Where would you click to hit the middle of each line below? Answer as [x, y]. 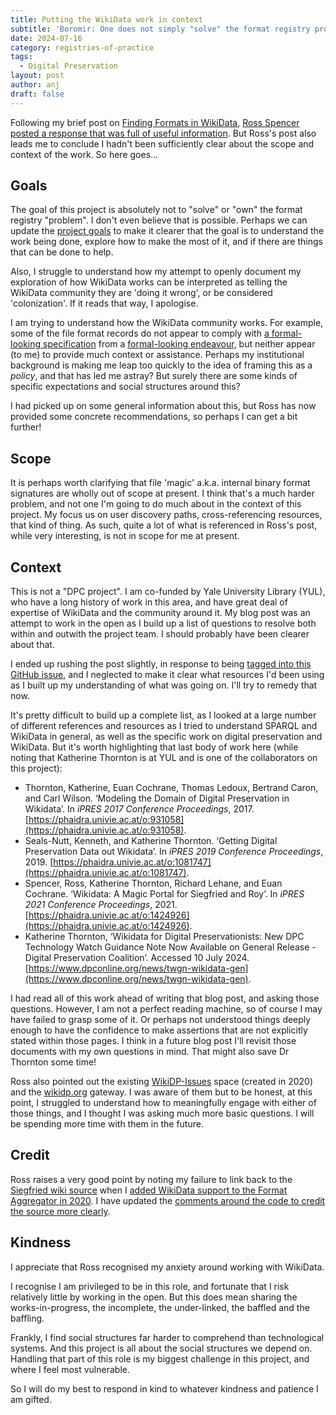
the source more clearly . [60, 1211]
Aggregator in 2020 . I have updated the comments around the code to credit [168, 1200]
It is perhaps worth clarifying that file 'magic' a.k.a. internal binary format [160, 483]
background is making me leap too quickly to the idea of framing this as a [161, 365]
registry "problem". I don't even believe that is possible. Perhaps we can [159, 220]
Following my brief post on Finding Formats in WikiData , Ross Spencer [155, 122]
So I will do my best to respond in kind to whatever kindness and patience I [164, 1388]
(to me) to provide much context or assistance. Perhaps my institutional [157, 355]
